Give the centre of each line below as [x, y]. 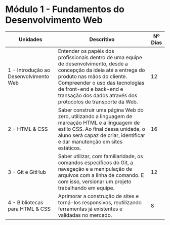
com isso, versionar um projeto [95, 181]
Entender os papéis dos [86, 51]
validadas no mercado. [85, 215]
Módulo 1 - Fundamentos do [65, 9]
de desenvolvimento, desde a [93, 63]
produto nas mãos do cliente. [93, 76]
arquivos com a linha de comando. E [101, 175]
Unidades [30, 39]
